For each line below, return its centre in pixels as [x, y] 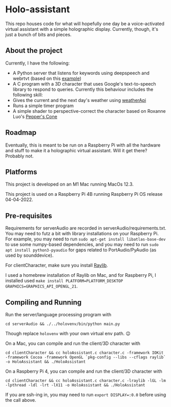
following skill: [28, 95]
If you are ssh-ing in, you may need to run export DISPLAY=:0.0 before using [86, 395]
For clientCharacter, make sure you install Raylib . [57, 266]
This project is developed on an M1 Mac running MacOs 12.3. [70, 184]
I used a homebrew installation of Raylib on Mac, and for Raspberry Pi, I [81, 275]
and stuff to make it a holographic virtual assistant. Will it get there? [76, 150]
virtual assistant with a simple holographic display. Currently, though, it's [82, 29]
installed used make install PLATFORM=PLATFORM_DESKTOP [64, 281]
